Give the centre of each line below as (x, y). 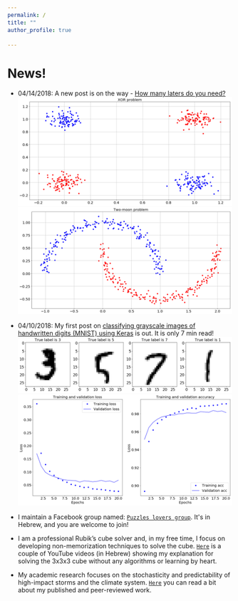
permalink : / (27, 15)
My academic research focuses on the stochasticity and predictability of (124, 575)
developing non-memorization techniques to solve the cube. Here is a (119, 545)
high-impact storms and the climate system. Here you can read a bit (117, 582)
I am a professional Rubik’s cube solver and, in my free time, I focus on (121, 538)
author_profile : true (40, 30)
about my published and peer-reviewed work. (84, 590)
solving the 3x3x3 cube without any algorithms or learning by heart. (117, 561)
